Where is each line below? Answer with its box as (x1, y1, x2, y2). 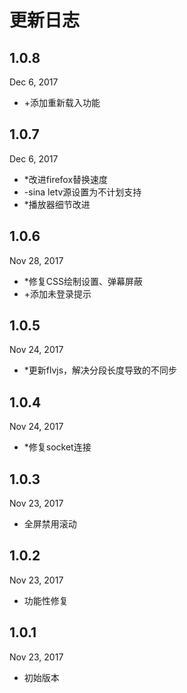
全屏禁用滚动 (23, 518, 77, 530)
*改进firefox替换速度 (23, 173, 109, 185)
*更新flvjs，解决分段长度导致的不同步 (23, 364, 178, 376)
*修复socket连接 (23, 441, 92, 453)
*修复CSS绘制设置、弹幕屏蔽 (23, 275, 144, 287)
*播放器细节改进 (23, 198, 91, 210)
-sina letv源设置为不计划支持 (23, 186, 142, 198)
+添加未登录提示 (23, 287, 92, 300)
